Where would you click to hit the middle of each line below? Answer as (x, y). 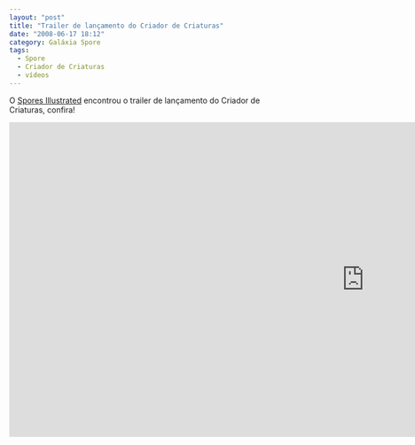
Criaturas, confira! (42, 109)
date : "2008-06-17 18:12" (57, 34)
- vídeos (33, 75)
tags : (19, 51)
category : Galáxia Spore (55, 42)
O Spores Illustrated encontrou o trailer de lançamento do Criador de (135, 100)
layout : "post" (37, 17)
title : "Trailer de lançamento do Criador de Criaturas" (117, 26)
